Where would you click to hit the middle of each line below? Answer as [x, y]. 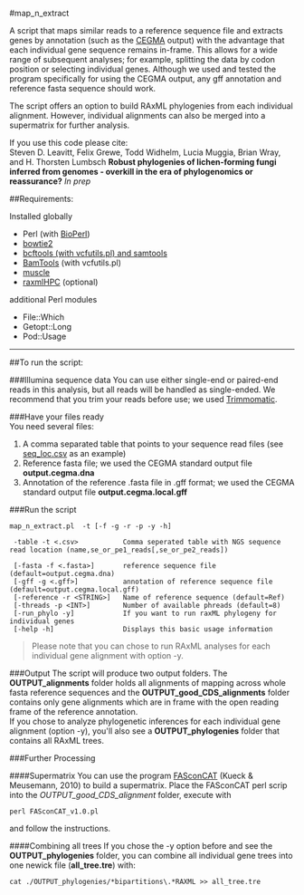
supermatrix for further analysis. [70, 125]
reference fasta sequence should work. [83, 88]
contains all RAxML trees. [57, 741]
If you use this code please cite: [69, 143]
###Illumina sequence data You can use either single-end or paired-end [144, 380]
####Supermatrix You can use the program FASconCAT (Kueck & [131, 775]
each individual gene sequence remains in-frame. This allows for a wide [143, 50]
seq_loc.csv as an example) [74, 453]
